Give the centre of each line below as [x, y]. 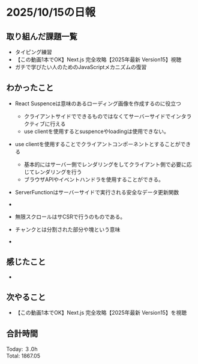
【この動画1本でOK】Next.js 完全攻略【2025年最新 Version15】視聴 [98, 60]
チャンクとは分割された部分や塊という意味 [67, 229]
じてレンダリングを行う [53, 171]
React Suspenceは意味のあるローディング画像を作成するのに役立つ [98, 103]
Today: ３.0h [22, 349]
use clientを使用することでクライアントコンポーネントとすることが [97, 144]
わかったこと [30, 88]
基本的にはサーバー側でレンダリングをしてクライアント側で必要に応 [108, 164]
